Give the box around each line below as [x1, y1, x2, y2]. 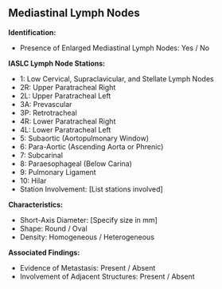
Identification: [8, 27, 56, 37]
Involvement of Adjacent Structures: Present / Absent [19, 271, 195, 281]
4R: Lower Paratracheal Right [19, 116, 116, 126]
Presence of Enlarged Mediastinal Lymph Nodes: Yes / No [19, 43, 209, 53]
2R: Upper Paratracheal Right [19, 82, 116, 92]
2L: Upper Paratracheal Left [19, 91, 111, 101]
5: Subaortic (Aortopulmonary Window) [19, 133, 150, 143]
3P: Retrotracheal [19, 108, 77, 117]
